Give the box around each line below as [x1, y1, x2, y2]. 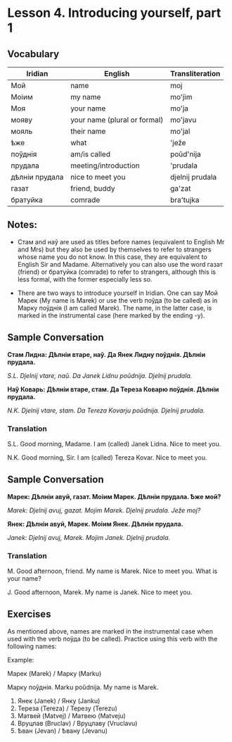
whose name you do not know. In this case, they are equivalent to [17, 252, 207, 261]
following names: [7, 642, 57, 650]
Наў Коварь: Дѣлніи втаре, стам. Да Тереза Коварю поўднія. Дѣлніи [7, 385, 219, 394]
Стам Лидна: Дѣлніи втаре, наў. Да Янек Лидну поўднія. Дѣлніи [7, 350, 206, 358]
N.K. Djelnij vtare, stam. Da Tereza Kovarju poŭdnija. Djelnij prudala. [7, 406, 205, 415]
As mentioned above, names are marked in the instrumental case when [7, 627, 213, 635]
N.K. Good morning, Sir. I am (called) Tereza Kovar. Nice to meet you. [7, 453, 207, 462]
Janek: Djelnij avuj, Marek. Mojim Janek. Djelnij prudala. [7, 533, 171, 541]
